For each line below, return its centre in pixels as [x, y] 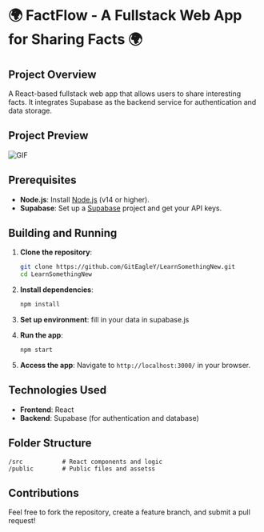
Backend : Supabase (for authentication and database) [110, 418]
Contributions [44, 493]
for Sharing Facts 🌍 [75, 40]
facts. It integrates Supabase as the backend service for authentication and [132, 102]
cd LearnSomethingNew [56, 274]
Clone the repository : [56, 252]
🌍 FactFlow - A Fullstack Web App [125, 16]
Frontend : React [47, 410]
